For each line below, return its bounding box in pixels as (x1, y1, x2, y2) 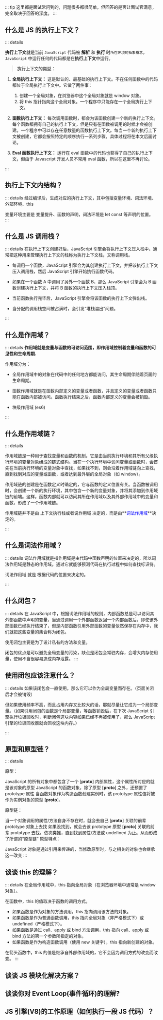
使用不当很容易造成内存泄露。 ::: (13, 655, 79, 662)
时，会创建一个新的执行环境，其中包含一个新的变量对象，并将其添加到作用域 (5, 488, 158, 493)
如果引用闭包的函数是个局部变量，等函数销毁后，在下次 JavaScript (15, 707, 149, 713)
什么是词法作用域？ (5, 541, 63, 549)
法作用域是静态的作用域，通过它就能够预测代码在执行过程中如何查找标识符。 (5, 561, 158, 567)
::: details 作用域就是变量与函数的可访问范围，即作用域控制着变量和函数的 (5, 345, 152, 351)
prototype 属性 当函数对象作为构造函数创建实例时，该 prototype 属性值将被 (5, 791, 155, 797)
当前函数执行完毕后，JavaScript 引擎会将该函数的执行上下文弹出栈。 (12, 295, 149, 301)
